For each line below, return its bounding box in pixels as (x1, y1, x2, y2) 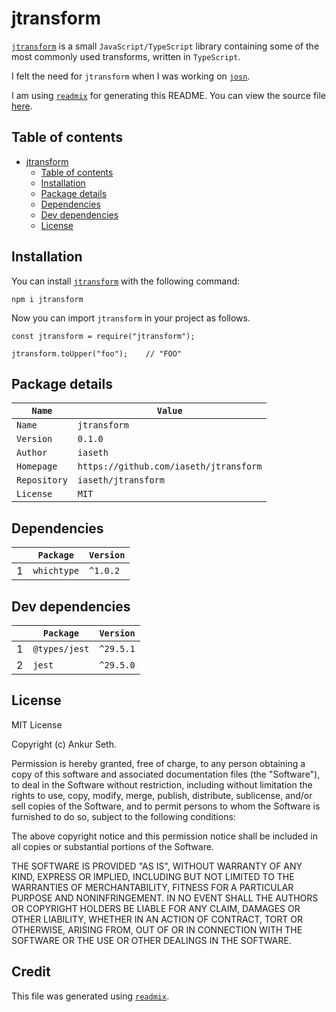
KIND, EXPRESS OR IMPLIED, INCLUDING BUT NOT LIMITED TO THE (11, 870, 295, 882)
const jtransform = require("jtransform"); (11, 331, 196, 341)
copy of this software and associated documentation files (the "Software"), (11, 768, 321, 780)
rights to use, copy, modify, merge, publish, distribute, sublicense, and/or (11, 789, 313, 801)
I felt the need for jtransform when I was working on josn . (11, 70, 251, 82)
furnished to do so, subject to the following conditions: (11, 810, 236, 822)
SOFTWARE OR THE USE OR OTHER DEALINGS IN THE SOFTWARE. (11, 934, 292, 946)
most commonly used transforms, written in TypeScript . (11, 50, 241, 62)
